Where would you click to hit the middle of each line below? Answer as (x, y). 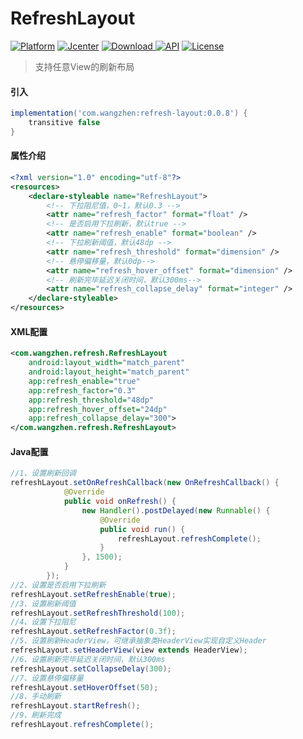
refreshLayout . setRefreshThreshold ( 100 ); (98, 613)
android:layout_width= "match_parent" (107, 363)
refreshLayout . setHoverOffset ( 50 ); (84, 687)
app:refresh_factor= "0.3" (82, 390)
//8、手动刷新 (36, 697)
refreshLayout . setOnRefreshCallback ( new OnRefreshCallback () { (145, 483)
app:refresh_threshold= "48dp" (91, 400)
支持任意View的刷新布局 (84, 66)
